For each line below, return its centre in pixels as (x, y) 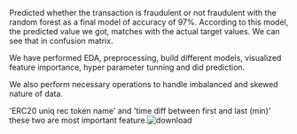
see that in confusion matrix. (61, 41)
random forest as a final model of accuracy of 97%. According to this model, (149, 22)
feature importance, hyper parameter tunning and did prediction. (127, 67)
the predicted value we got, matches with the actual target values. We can (145, 31)
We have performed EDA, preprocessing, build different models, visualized (145, 58)
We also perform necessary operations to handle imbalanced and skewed (144, 84)
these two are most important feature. (78, 120)
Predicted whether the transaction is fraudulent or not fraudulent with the (143, 13)
